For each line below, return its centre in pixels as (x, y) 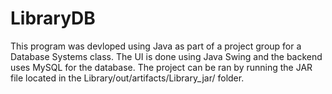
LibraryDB (53, 18)
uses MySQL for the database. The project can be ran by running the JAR (161, 67)
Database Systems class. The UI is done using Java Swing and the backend (166, 56)
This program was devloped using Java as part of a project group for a (156, 46)
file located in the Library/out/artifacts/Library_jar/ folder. (127, 78)
